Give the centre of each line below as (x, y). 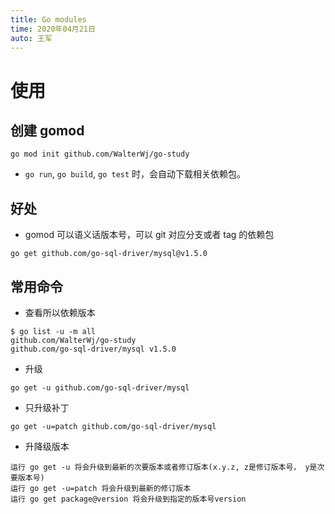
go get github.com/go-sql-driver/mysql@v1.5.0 (109, 254)
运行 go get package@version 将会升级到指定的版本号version (128, 499)
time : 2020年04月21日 (53, 29)
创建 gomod (47, 130)
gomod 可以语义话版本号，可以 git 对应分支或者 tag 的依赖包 (149, 235)
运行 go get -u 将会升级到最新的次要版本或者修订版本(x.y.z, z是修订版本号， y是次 (167, 467)
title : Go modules (48, 19)
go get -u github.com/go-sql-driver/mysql (100, 388)
